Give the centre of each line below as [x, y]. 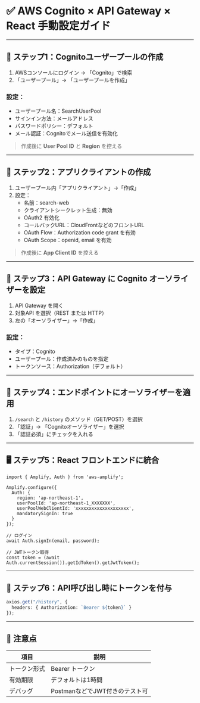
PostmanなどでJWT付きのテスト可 [99, 691]
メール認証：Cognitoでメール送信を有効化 [66, 134]
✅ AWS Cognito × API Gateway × [89, 11]
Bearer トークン [73, 668]
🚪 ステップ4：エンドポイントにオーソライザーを [94, 393]
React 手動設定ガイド [59, 26]
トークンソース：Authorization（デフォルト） [70, 366]
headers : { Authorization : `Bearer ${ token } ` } [72, 608]
